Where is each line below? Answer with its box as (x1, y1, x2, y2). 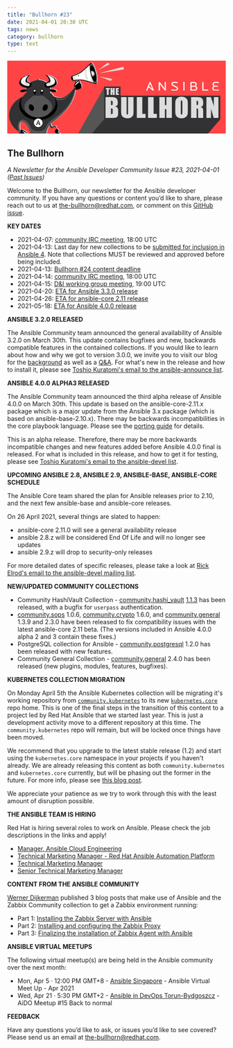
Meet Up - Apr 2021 (17, 983, 74, 992)
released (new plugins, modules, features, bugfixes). (17, 662, 168, 670)
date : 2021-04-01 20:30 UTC (7, 18, 89, 26)
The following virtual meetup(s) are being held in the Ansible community (7, 956, 214, 964)
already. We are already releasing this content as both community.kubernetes (7, 761, 225, 769)
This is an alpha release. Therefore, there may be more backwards (7, 435, 197, 443)
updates (17, 540, 42, 549)
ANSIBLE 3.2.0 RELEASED (7, 315, 83, 323)
